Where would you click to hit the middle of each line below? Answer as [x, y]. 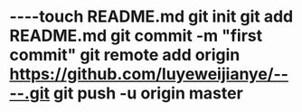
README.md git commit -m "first [136, 36]
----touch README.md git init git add [151, 17]
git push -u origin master [148, 93]
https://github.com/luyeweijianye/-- [149, 75]
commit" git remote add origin [125, 55]
